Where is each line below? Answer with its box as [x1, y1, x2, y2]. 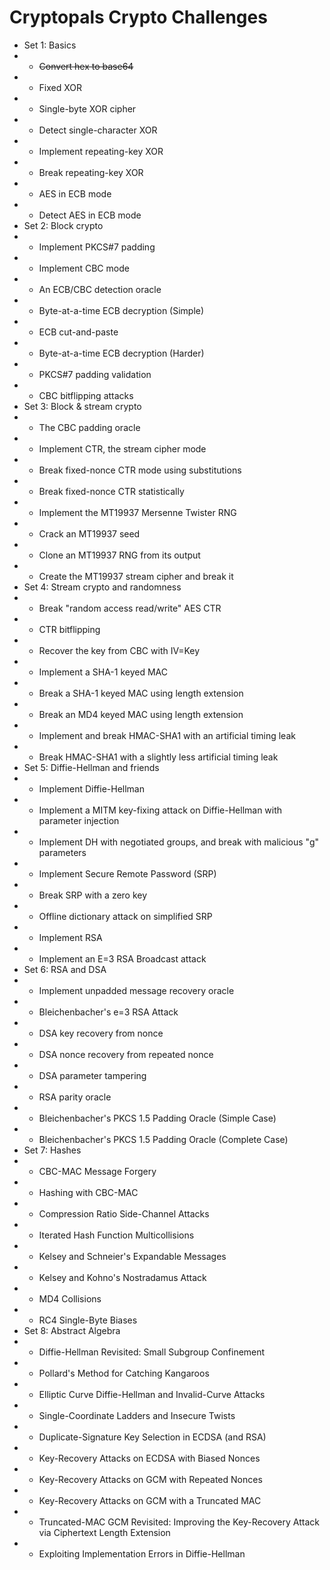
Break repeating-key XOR [38, 166, 144, 178]
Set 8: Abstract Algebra [23, 1324, 121, 1336]
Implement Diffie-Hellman [38, 782, 146, 795]
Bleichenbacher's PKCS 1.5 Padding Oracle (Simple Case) [38, 1112, 277, 1124]
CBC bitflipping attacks [38, 389, 134, 401]
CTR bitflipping [38, 623, 101, 635]
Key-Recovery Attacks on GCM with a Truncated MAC [38, 1494, 262, 1506]
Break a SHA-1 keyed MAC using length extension [38, 687, 244, 699]
